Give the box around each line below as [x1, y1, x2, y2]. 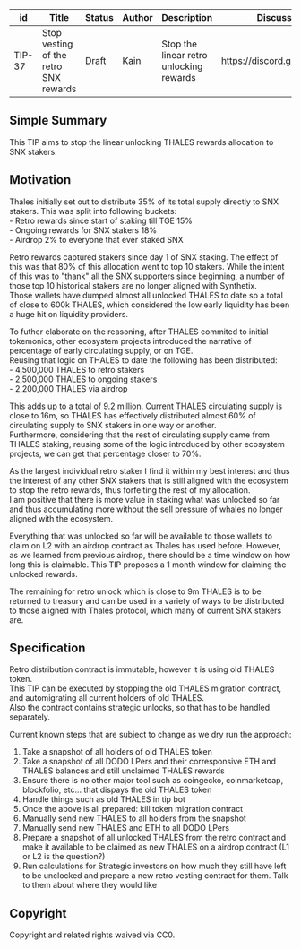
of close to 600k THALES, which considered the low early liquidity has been [9, 299, 290, 310]
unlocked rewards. [9, 568, 78, 579]
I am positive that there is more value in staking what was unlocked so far [9, 494, 280, 505]
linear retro [160, 49, 208, 61]
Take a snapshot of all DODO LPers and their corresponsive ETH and [21, 756, 276, 767]
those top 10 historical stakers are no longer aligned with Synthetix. [9, 280, 257, 290]
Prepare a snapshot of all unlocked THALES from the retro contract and [21, 833, 287, 843]
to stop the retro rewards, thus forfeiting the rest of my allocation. [9, 484, 251, 496]
